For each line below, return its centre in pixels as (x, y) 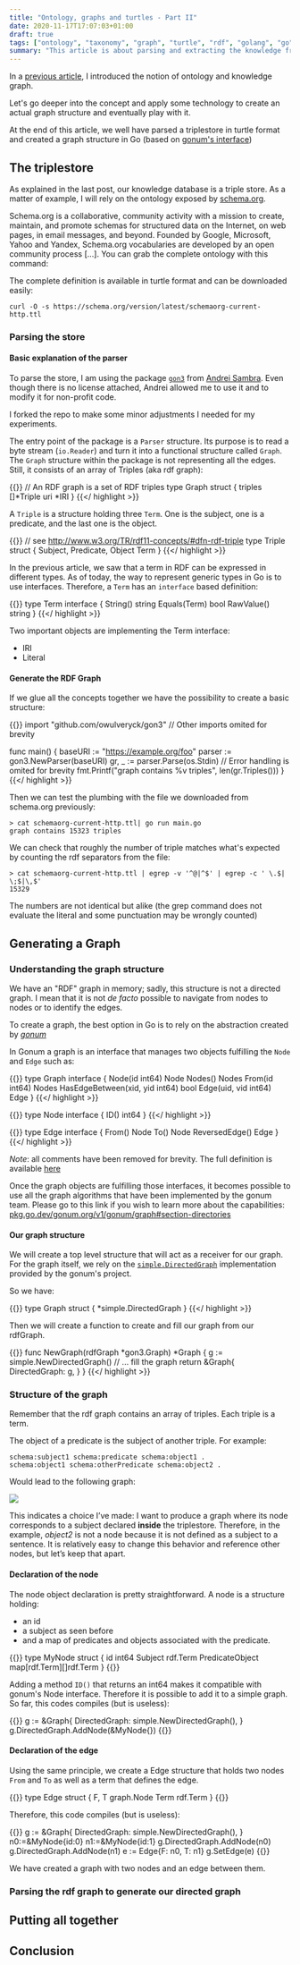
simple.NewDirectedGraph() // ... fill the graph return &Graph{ (122, 1362)
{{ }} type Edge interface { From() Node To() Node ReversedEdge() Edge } (144, 1131)
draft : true (31, 34)
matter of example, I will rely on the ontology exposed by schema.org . (137, 199)
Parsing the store (47, 336)
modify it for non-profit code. (63, 397)
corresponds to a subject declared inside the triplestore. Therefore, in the (145, 1525)
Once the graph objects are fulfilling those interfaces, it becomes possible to (150, 1185)
